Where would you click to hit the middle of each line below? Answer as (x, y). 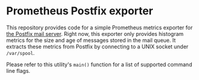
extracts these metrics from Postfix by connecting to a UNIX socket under (97, 47)
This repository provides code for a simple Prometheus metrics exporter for (99, 27)
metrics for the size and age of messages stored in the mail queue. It (91, 40)
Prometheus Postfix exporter (80, 11)
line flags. (18, 70)
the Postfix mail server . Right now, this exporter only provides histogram (95, 33)
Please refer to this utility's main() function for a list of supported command (99, 64)
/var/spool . (20, 53)
